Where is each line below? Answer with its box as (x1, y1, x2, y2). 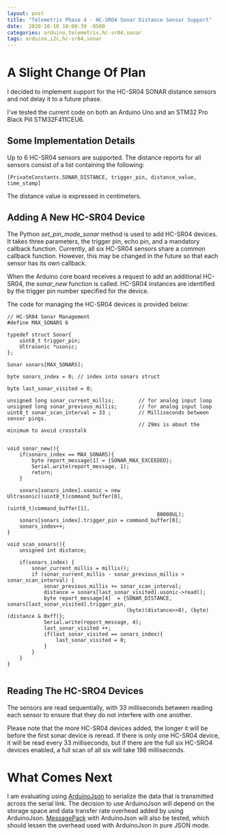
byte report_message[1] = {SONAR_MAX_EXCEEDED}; (31, 457, 173, 464)
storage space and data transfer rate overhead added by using (7, 807, 184, 815)
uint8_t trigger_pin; (19, 337, 81, 344)
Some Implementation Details (7, 135, 135, 147)
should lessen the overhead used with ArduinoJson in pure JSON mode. (7, 821, 210, 830)
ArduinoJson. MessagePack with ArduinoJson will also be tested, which (7, 814, 210, 822)
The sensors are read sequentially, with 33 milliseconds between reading (7, 703, 213, 712)
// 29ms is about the (138, 421, 200, 428)
